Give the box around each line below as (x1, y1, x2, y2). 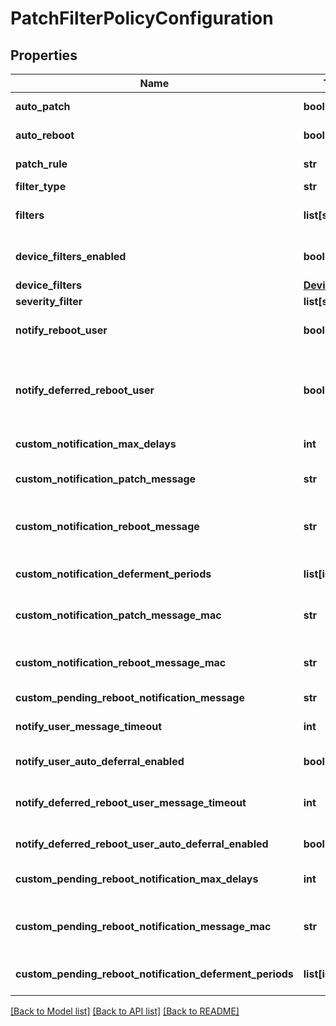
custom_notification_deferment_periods (15, 567, 212, 581)
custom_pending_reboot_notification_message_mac (15, 920, 272, 933)
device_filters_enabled (15, 250, 127, 263)
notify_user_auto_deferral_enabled (15, 755, 185, 768)
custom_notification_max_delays (15, 437, 177, 451)
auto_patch (15, 100, 71, 113)
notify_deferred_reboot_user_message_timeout (15, 796, 247, 809)
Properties (10, 47, 78, 64)
